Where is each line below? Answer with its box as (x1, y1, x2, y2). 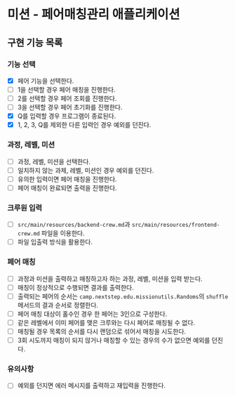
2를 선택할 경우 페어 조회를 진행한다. (17, 94, 117, 103)
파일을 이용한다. (41, 229, 85, 237)
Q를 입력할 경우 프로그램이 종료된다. (17, 112, 116, 120)
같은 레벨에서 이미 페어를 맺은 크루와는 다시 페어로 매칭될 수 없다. (17, 318, 195, 326)
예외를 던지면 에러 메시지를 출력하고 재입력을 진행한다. (17, 381, 166, 390)
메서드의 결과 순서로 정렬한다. (17, 301, 99, 309)
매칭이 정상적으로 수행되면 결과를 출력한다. (17, 283, 135, 291)
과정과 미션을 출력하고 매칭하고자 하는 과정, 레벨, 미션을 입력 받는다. (17, 275, 203, 283)
